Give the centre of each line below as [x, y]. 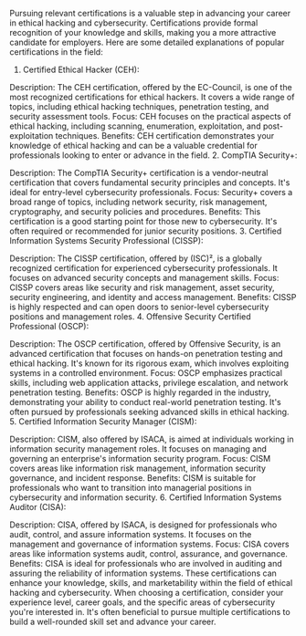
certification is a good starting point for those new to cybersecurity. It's [143, 221]
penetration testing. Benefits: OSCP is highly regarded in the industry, [140, 392]
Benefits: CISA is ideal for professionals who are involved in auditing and [146, 563]
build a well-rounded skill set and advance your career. [113, 621]
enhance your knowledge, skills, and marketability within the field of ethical [151, 583]
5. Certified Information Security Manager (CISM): [103, 422]
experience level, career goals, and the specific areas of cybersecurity [142, 602]
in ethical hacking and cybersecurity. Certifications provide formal [134, 23]
